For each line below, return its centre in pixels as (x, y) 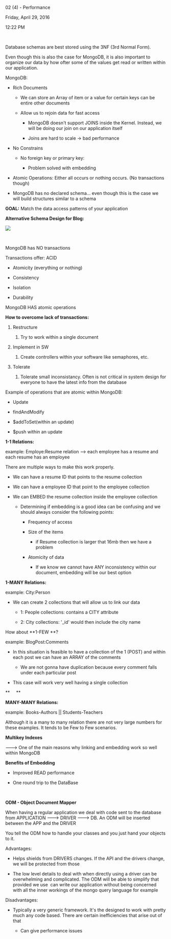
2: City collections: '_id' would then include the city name (80, 622)
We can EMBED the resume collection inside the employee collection (85, 497)
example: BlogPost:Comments (37, 642)
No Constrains (28, 148)
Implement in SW (31, 347)
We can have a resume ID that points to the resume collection (77, 477)
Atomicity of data (46, 557)
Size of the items (46, 532)
